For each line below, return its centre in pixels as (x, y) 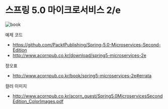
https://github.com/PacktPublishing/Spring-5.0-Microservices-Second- (87, 44)
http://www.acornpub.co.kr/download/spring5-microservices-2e (79, 55)
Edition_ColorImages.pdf (38, 101)
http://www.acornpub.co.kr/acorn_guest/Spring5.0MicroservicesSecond (88, 96)
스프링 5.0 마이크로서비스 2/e (63, 10)
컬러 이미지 (16, 86)
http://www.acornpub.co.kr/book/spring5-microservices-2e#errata (82, 75)
